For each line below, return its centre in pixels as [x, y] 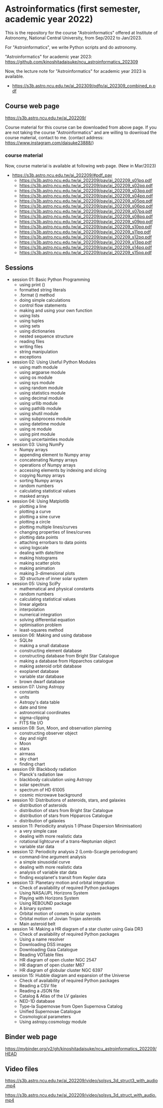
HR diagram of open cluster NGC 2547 [58, 960]
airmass [27, 753]
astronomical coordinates [45, 712]
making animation [37, 568]
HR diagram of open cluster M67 [52, 965]
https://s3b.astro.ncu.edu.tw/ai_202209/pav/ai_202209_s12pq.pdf [85, 237]
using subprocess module [45, 419]
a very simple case [38, 831]
